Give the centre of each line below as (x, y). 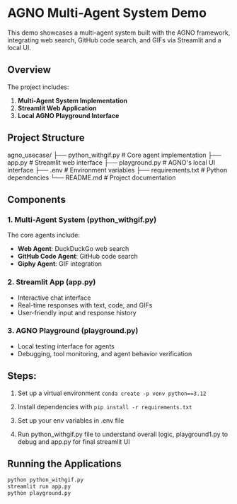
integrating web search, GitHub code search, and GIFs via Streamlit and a (114, 40)
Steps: (22, 376)
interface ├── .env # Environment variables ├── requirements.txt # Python (117, 170)
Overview (29, 70)
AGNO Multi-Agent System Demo (107, 13)
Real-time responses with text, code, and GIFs (85, 305)
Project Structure (46, 138)
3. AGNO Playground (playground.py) (73, 331)
